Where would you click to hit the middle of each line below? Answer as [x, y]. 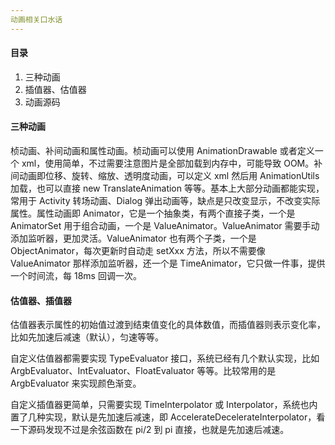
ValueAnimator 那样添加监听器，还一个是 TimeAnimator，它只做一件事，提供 [168, 263]
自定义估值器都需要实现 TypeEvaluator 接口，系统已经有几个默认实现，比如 [165, 358]
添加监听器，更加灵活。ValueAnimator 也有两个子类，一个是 [133, 238]
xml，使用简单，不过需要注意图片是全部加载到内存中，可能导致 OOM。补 [172, 163]
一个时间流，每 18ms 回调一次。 [76, 276]
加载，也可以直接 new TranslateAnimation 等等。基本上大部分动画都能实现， [167, 188]
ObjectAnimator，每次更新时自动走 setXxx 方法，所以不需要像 [138, 251]
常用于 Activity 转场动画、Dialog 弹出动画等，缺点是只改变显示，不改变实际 [165, 201]
